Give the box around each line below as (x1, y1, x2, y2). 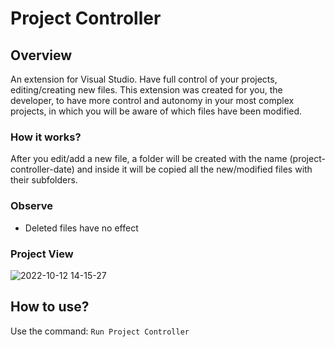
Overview (10, 47, 73, 64)
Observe (10, 199, 54, 213)
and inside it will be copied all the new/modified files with (76, 163, 313, 176)
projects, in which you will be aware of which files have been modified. (10, 105, 303, 117)
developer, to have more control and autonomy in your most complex (10, 95, 295, 106)
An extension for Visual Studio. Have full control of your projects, (10, 73, 278, 85)
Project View (10, 247, 74, 261)
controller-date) (10, 163, 75, 176)
